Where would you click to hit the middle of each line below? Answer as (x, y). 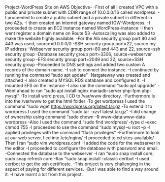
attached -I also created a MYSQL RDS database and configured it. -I (75, 80)
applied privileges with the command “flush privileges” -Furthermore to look (82, 133)
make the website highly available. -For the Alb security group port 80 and (81, 38)
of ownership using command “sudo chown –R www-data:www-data (75, 117)
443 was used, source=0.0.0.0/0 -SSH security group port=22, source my (81, 44)
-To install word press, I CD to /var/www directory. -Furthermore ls (88, 96)
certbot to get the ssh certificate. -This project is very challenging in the (78, 164)
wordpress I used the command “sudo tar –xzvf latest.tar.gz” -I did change (81, 112)
